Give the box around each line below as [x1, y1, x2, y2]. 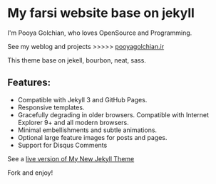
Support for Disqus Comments [17, 141, 108, 149]
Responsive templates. [17, 103, 85, 112]
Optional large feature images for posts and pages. [17, 133, 168, 141]
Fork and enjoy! [7, 168, 53, 177]
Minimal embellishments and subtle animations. [17, 126, 158, 134]
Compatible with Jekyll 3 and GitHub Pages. [17, 95, 148, 104]
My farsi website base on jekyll [7, 5, 195, 21]
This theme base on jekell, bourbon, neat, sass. [7, 55, 146, 65]
